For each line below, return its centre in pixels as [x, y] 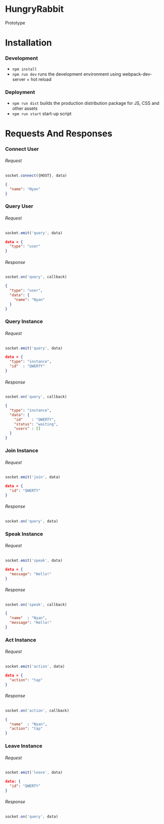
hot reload [41, 80]
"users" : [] [27, 429]
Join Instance [22, 450]
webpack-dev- [137, 74]
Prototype [15, 23]
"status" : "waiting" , [36, 424]
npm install [24, 69]
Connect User [22, 149]
